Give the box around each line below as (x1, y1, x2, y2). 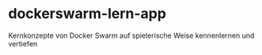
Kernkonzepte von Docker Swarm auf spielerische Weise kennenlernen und (8, 31, 255, 40)
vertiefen (8, 38, 38, 48)
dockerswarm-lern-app (8, 5, 166, 23)
